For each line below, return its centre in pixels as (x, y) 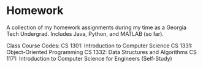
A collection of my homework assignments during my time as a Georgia (97, 27)
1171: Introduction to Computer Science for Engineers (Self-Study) (90, 58)
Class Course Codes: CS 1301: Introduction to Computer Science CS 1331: (100, 46)
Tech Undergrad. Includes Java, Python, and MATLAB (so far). (85, 33)
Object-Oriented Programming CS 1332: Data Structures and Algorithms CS (102, 52)
